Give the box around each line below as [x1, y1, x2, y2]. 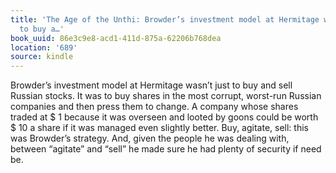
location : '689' [10, 42, 78, 53]
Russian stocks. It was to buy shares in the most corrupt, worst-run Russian [10, 90, 322, 102]
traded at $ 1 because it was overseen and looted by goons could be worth [10, 111, 319, 123]
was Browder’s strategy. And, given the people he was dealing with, [10, 132, 290, 145]
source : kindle [10, 52, 74, 62]
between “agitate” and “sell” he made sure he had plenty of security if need [10, 143, 322, 155]
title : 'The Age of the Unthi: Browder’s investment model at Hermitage [10, 14, 320, 25]
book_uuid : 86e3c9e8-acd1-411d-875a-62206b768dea [10, 33, 222, 43]
